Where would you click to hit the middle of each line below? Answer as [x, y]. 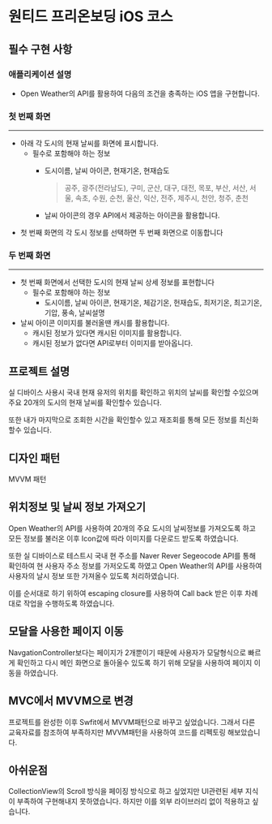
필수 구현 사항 [40, 49]
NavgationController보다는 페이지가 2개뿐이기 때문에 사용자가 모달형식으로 [127, 652]
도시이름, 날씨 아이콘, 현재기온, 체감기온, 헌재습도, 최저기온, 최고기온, [153, 303]
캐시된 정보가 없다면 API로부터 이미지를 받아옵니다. [113, 343]
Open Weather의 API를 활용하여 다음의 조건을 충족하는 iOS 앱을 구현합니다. [140, 93]
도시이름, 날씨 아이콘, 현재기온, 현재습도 [107, 170]
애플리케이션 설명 [40, 74]
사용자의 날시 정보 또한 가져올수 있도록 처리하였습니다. [94, 576]
